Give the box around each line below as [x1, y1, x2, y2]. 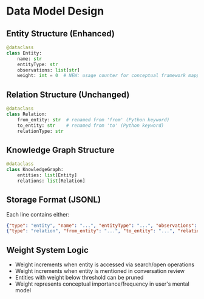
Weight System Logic [6, 244, 89, 255]
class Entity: [6, 50, 42, 56]
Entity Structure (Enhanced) [6, 29, 115, 39]
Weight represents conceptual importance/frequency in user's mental [15, 280, 189, 287]
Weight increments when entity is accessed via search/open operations [15, 261, 195, 268]
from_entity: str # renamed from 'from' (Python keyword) [17, 116, 170, 123]
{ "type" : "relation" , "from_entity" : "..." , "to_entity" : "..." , [6, 228, 175, 234]
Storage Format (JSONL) [6, 195, 101, 205]
